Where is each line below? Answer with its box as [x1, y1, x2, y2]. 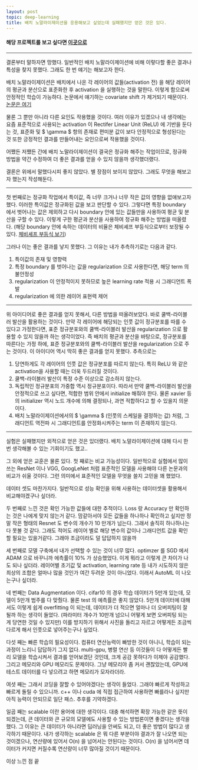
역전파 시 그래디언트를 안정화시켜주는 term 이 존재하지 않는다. [35, 419, 177, 426]
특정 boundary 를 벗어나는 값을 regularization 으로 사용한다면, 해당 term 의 [14, 263, 189, 270]
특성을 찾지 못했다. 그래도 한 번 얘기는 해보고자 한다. [6, 66, 126, 73]
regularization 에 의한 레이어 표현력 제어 [14, 292, 108, 299]
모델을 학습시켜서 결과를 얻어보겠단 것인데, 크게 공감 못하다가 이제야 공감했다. [12, 653, 190, 660]
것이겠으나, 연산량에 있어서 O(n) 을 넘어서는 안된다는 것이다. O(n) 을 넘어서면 [6, 737, 183, 745]
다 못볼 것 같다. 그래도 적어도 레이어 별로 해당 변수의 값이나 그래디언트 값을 [6, 527, 177, 534]
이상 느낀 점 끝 [6, 758, 39, 765]
